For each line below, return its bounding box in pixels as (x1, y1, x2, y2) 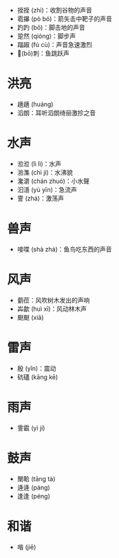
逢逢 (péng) (17, 492, 50, 500)
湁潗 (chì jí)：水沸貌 (17, 168, 74, 176)
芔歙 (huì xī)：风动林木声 (17, 305, 87, 313)
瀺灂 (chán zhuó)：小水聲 (17, 177, 89, 185)
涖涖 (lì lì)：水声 (17, 160, 62, 168)
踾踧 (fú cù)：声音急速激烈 (17, 41, 93, 48)
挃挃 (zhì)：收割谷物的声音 (17, 6, 93, 14)
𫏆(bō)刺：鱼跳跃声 (17, 49, 70, 57)
